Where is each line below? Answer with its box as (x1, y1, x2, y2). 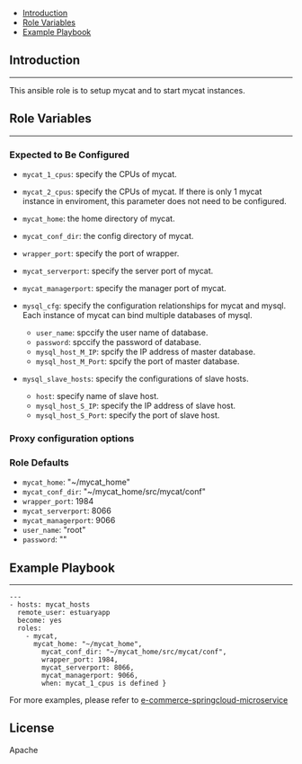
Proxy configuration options (9, 431, 135, 444)
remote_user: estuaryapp (17, 608, 111, 617)
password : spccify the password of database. (35, 336, 202, 347)
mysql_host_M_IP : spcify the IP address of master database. (35, 346, 256, 357)
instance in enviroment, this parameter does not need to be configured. (22, 195, 288, 206)
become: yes (17, 616, 63, 625)
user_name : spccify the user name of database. (35, 327, 209, 338)
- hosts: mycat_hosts (9, 600, 91, 609)
